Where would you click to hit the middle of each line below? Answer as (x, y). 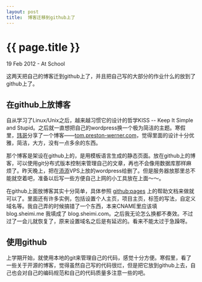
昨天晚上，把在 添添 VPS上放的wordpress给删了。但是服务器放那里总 (106, 171)
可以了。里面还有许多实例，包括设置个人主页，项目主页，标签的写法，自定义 (101, 199)
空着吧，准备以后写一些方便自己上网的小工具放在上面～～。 (90, 178)
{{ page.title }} (43, 47)
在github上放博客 (38, 105)
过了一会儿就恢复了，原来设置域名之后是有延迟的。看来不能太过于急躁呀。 (98, 221)
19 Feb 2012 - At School (35, 64)
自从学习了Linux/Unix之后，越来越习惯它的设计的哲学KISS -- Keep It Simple (100, 121)
